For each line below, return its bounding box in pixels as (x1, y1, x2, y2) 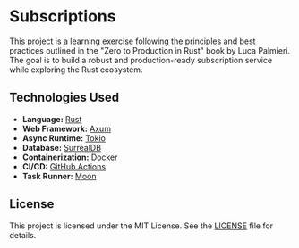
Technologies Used (9, 90, 119, 105)
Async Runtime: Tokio (21, 132, 106, 144)
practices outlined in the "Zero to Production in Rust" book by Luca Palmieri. (9, 45, 291, 55)
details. (9, 229, 37, 240)
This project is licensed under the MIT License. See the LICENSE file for (9, 220, 274, 231)
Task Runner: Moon (21, 170, 97, 181)
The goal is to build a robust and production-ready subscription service (9, 54, 273, 65)
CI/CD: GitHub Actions (21, 161, 106, 171)
